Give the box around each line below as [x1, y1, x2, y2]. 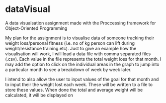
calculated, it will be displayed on [5, 92, 74, 98]
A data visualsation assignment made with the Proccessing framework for [5, 20, 157, 26]
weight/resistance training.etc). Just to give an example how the [5, 45, 137, 51]
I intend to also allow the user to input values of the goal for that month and [5, 76, 159, 82]
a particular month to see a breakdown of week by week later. [5, 66, 132, 73]
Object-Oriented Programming [5, 25, 68, 31]
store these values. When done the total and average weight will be [5, 87, 143, 93]
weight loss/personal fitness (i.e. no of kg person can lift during [5, 40, 135, 46]
